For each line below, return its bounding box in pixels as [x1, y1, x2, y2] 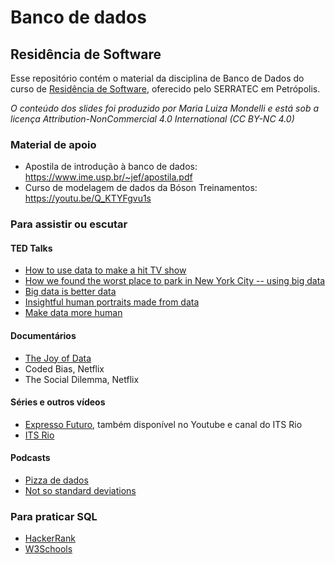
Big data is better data [24, 286, 117, 298]
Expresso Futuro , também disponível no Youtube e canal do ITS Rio [24, 418, 303, 430]
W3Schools [24, 543, 73, 555]
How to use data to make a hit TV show [24, 264, 187, 276]
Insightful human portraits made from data [24, 296, 200, 308]
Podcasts [10, 452, 51, 464]
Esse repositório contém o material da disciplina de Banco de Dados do [10, 72, 305, 84]
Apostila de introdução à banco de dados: [24, 161, 198, 173]
